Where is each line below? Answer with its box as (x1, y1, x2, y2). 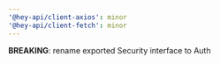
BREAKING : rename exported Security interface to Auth (8, 45, 211, 55)
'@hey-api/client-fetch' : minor (8, 21, 127, 30)
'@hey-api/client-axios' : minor (8, 12, 127, 22)
